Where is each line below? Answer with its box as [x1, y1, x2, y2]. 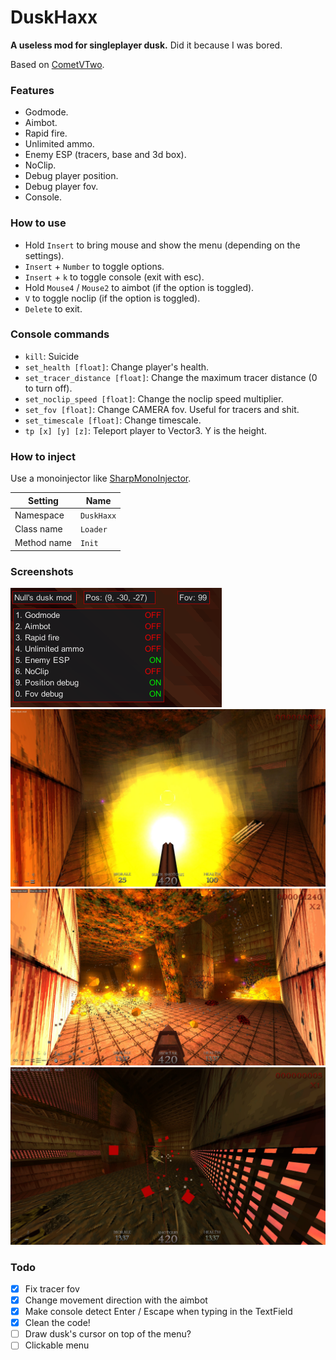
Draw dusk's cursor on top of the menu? [24, 1328, 192, 1340]
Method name [14, 537, 72, 549]
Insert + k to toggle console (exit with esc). [24, 271, 205, 283]
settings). [24, 249, 65, 261]
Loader [79, 525, 108, 535]
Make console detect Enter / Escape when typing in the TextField [24, 1306, 293, 1318]
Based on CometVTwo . [10, 58, 105, 70]
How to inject [10, 449, 76, 463]
